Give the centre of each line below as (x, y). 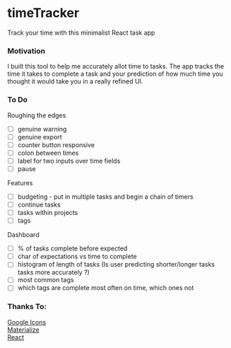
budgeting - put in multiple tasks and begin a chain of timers (105, 197)
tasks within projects (48, 213)
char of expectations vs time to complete (77, 257)
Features (20, 182)
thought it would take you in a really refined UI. (75, 81)
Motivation (26, 51)
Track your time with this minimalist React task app (81, 33)
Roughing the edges (37, 115)
